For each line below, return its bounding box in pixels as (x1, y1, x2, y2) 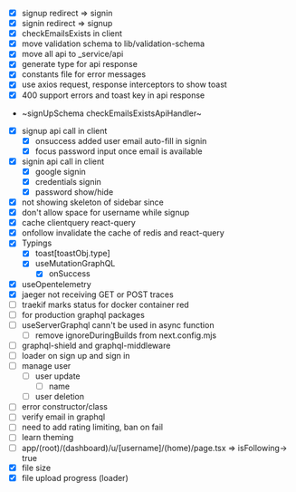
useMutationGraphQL (34, 258, 116, 269)
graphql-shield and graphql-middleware (21, 340, 171, 351)
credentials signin (34, 176, 101, 187)
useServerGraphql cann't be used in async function (21, 319, 215, 330)
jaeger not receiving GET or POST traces (21, 289, 174, 300)
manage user (21, 361, 72, 371)
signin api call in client (21, 156, 105, 167)
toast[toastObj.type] (34, 248, 110, 259)
